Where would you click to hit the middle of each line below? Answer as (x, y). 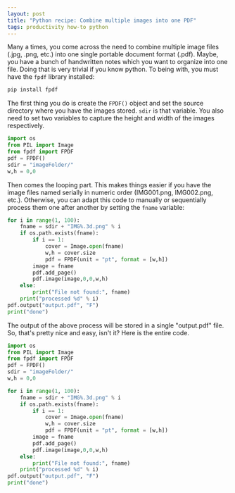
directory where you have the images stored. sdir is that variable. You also (115, 111)
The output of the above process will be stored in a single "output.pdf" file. (116, 325)
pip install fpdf (33, 90)
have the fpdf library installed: (51, 77)
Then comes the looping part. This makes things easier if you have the (109, 185)
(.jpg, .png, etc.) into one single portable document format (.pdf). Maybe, (113, 54)
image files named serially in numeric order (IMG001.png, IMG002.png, (110, 192)
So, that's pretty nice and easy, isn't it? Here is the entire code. (99, 332)
